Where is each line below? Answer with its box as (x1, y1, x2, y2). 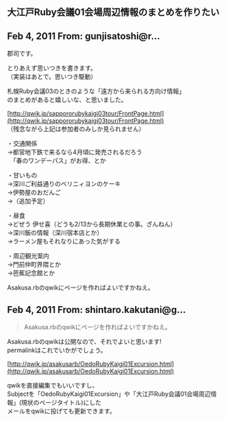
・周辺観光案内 (7, 252, 49, 260)
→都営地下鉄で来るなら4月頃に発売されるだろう (7, 148, 142, 156)
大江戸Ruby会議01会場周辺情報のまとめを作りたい (7, 6, 220, 19)
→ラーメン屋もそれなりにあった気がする (7, 237, 121, 246)
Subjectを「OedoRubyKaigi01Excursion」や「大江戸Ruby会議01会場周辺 (7, 390, 211, 398)
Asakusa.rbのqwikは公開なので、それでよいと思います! (7, 338, 162, 346)
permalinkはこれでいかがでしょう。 (7, 346, 107, 355)
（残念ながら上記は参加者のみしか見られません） (7, 125, 145, 133)
